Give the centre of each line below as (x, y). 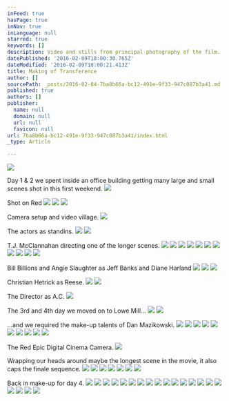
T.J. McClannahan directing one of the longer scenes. (83, 246)
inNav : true (24, 26)
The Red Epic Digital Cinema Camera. (60, 348)
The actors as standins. (40, 231)
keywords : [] (26, 46)
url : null (27, 123)
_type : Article (29, 142)
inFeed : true (26, 13)
